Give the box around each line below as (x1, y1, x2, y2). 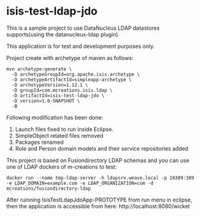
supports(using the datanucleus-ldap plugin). (6, 30, 120, 38)
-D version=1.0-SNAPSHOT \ (12, 98, 80, 104)
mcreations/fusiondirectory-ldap (6, 185, 91, 192)
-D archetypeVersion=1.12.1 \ (12, 82, 88, 88)
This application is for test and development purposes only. (6, 42, 155, 50)
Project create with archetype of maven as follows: (6, 54, 134, 61)
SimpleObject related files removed (15, 132, 103, 139)
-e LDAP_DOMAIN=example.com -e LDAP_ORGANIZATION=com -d (6, 180, 154, 186)
